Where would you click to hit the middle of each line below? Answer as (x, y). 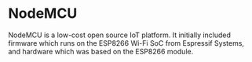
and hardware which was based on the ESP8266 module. (101, 51)
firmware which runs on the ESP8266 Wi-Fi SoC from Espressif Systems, (126, 43)
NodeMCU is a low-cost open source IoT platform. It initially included (120, 35)
